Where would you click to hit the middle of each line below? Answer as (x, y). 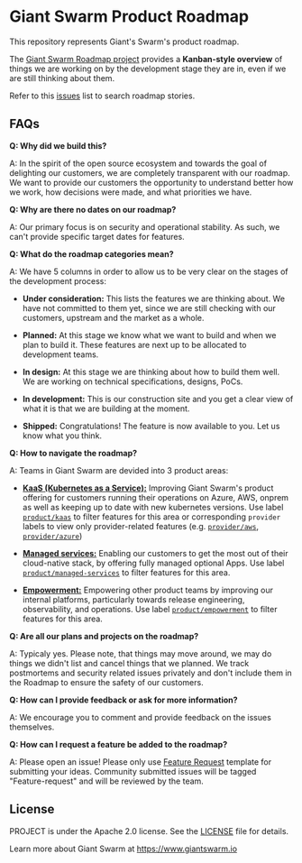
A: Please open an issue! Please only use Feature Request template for (141, 762)
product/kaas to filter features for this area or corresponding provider (151, 517)
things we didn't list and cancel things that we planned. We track (129, 663)
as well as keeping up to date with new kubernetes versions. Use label (153, 507)
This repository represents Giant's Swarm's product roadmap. (124, 41)
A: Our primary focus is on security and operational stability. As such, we (145, 226)
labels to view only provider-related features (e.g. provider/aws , (141, 526)
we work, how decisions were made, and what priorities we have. (131, 192)
